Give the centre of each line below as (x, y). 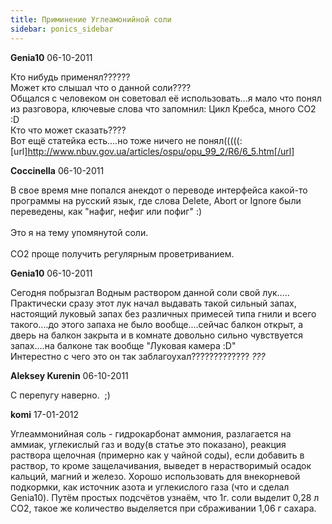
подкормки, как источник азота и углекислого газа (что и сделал (150, 487)
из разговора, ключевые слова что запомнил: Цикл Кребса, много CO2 (163, 108)
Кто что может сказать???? (68, 130)
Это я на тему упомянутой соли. (79, 232)
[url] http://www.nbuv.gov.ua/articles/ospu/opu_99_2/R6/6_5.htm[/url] (152, 151)
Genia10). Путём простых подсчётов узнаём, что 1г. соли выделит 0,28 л (165, 497)
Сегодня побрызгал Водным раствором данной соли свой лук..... (150, 292)
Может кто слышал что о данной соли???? (101, 87)
